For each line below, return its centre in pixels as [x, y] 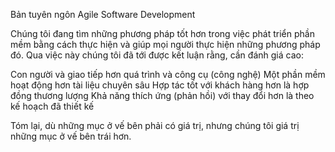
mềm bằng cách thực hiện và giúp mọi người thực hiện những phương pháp [165, 44]
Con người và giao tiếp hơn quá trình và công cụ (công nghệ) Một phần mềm [168, 74]
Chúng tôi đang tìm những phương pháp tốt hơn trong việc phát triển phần [162, 33]
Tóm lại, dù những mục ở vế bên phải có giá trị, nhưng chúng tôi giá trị [155, 125]
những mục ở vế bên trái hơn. [71, 136]
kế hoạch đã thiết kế [52, 106]
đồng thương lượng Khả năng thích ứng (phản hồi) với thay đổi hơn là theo [162, 95]
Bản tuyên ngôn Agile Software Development [103, 14]
